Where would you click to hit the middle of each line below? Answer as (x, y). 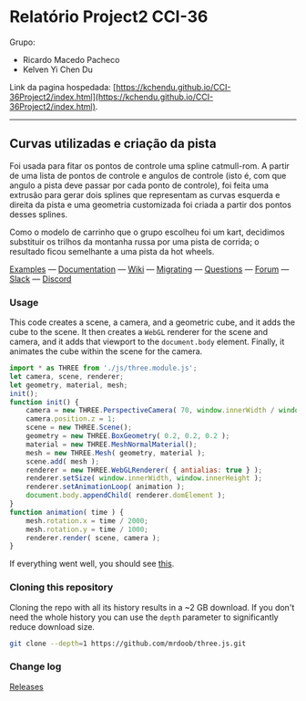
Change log (36, 666)
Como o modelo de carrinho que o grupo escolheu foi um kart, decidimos (147, 232)
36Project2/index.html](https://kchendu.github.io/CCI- (112, 97)
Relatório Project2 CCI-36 (109, 17)
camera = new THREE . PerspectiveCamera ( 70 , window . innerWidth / (150, 411)
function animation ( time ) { (67, 512)
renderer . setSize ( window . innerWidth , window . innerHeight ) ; (144, 478)
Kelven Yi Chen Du (57, 69)
